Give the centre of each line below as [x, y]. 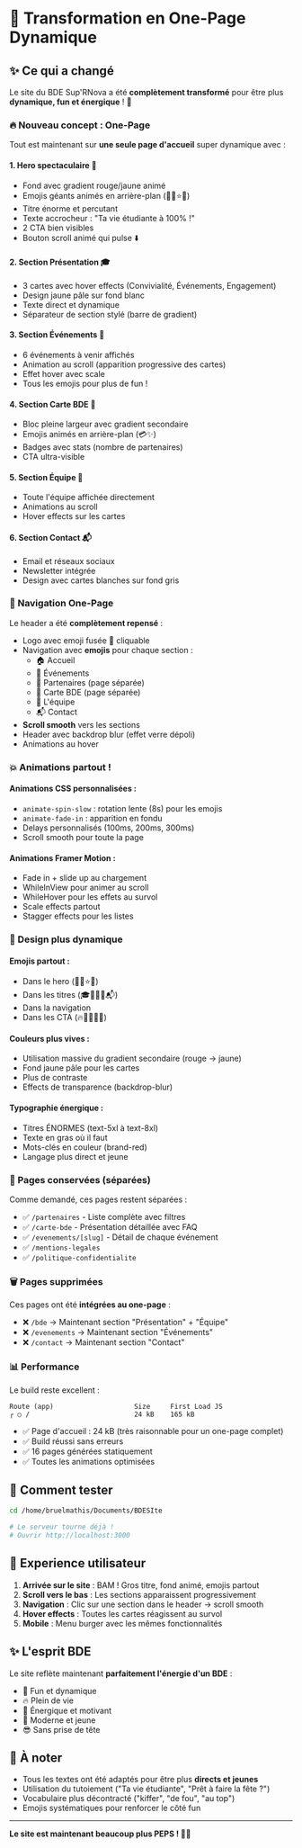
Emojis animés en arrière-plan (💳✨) [89, 435]
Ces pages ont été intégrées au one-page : [90, 1305]
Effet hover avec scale [63, 373]
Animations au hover [60, 744]
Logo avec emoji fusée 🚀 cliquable [86, 640]
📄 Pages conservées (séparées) [80, 1180]
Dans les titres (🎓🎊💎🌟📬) [70, 995]
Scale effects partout [61, 907]
